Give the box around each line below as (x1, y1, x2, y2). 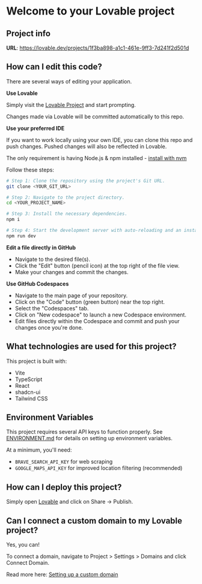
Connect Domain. (6, 559, 50, 566)
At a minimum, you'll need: (6, 446, 72, 454)
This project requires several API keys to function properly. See (6, 428, 163, 435)
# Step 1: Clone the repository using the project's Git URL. (6, 178, 165, 184)
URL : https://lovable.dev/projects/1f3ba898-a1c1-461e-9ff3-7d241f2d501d (6, 44, 189, 51)
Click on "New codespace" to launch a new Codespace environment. (14, 311, 186, 318)
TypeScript (14, 376, 43, 383)
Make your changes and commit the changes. (14, 268, 129, 275)
